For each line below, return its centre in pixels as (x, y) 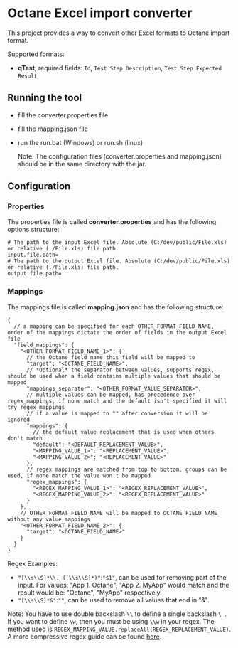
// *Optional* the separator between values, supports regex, (120, 370)
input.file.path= (33, 255)
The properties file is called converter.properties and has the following (112, 222)
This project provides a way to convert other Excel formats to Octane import (119, 33)
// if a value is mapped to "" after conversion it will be (117, 413)
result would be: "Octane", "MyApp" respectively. (90, 593)
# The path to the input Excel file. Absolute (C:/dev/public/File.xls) (117, 243)
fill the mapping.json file (53, 129)
